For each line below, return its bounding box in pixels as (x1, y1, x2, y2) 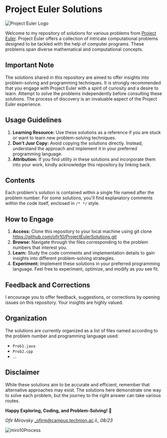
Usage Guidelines (5, 116, 62, 124)
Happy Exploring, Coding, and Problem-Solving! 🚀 (5, 407, 112, 413)
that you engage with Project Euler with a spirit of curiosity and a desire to (5, 85, 159, 91)
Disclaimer (5, 368, 40, 377)
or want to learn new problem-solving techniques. (12, 135, 117, 141)
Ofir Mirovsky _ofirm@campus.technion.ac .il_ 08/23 (5, 417, 113, 423)
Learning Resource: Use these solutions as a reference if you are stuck (12, 129, 161, 135)
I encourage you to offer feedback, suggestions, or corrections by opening (5, 294, 160, 300)
